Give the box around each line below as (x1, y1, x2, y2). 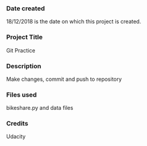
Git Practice (6, 46, 36, 54)
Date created (6, 4, 45, 13)
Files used (6, 90, 37, 99)
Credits (6, 119, 28, 128)
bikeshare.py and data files (6, 104, 73, 112)
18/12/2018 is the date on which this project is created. (6, 18, 142, 25)
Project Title (6, 33, 43, 42)
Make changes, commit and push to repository (6, 75, 122, 83)
